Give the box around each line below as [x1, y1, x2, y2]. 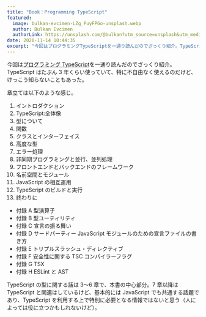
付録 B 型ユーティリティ [15, 214, 76, 222]
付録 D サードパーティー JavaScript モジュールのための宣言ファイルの [15, 229, 192, 237]
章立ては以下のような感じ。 [7, 89, 77, 96]
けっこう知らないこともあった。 [7, 76, 87, 83]
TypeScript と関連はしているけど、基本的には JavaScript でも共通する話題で [7, 288, 199, 296]
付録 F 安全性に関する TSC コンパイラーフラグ [15, 252, 133, 260]
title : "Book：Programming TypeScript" [7, 9, 108, 15]
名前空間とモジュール [15, 171, 70, 178]
